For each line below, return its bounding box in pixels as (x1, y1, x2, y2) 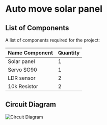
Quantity (58, 49, 80, 56)
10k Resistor (8, 83, 38, 90)
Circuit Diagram (5, 100, 56, 109)
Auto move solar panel (5, 3, 103, 15)
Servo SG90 (8, 66, 37, 73)
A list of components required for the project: (5, 37, 100, 43)
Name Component (8, 49, 53, 56)
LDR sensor (8, 75, 36, 81)
